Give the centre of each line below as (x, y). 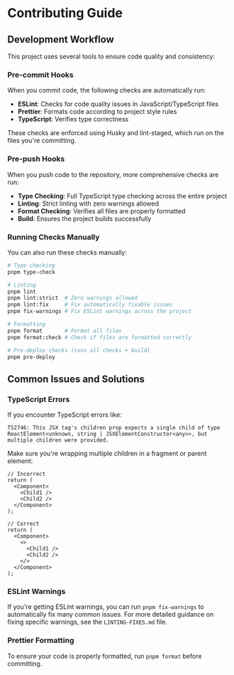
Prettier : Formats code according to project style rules (97, 112)
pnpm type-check (31, 272)
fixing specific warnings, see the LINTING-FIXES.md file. (88, 622)
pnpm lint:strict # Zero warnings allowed (73, 298)
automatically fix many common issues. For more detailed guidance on (111, 615)
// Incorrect (27, 474)
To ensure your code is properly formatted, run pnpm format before (105, 656)
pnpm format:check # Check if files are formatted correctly (100, 337)
